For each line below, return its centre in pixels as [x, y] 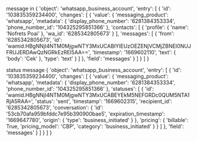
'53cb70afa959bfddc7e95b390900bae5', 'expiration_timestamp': [86, 114]
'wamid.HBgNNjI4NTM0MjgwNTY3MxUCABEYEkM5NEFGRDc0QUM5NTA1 [98, 95]
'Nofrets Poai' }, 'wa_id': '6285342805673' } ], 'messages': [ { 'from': [90, 34]
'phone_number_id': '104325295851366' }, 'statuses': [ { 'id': [80, 89]
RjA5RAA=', [20, 101]
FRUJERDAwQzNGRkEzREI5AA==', [49, 52]
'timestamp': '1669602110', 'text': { [134, 52]
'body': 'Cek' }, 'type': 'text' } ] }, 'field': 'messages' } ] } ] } [78, 59]
